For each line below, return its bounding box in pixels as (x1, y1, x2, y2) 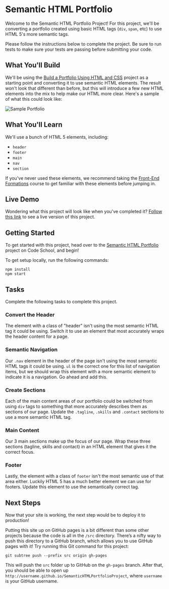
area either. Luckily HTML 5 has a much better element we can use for (5, 479, 151, 485)
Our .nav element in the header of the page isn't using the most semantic (5, 358, 157, 364)
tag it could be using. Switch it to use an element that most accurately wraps (5, 328, 164, 334)
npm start (5, 271, 26, 277)
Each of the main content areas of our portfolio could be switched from (5, 398, 153, 404)
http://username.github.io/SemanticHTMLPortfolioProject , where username (5, 573, 162, 579)
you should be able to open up (5, 567, 69, 573)
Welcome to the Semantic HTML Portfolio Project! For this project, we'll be (5, 20, 160, 26)
